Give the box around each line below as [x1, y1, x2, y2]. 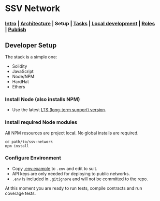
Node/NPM [12, 73, 35, 79]
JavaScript [12, 68, 34, 74]
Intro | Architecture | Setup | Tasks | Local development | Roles [5, 20, 155, 27]
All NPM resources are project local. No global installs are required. [5, 130, 139, 136]
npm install [5, 144, 29, 148]
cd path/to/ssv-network [5, 139, 53, 144]
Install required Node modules [5, 119, 77, 126]
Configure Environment [5, 155, 61, 161]
